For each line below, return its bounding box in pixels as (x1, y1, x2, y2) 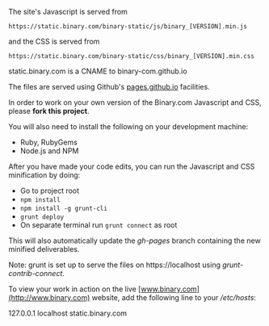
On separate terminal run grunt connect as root (19, 220, 178, 229)
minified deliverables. (8, 245, 80, 253)
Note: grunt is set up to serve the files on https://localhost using (8, 260, 221, 270)
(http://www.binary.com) (8, 293, 90, 302)
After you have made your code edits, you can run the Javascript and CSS (8, 161, 255, 171)
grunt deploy (19, 213, 65, 221)
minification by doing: (8, 170, 81, 180)
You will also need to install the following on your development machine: (8, 122, 249, 132)
